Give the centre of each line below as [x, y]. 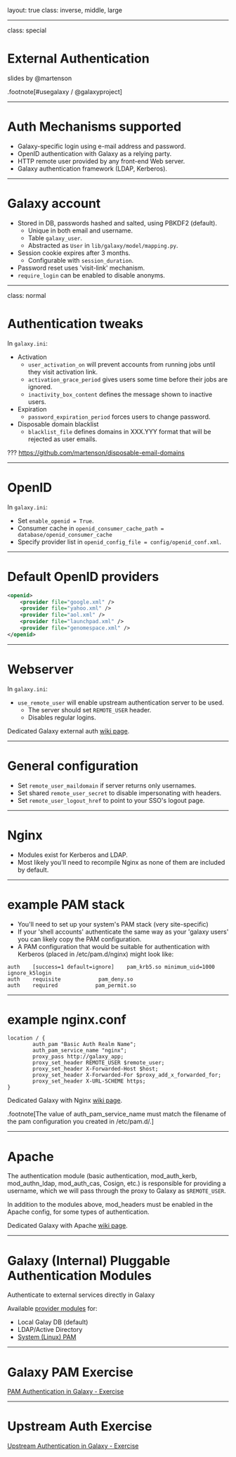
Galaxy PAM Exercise [70, 1372]
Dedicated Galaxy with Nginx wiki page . [65, 1100]
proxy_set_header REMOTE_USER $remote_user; [99, 1063]
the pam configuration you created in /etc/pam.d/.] [81, 1122]
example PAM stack [66, 904]
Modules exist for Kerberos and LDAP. [73, 855]
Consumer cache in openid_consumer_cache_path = [91, 528]
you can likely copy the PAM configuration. [79, 939]
